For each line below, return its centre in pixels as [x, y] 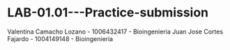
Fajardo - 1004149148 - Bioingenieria [60, 38]
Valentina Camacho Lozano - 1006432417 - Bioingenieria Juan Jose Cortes [115, 32]
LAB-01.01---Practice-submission [108, 13]
